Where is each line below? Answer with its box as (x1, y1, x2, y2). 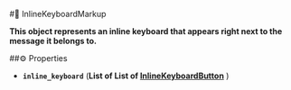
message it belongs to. (9, 36, 98, 46)
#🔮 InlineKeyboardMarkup (9, 9, 107, 19)
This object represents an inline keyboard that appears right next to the (9, 26, 283, 36)
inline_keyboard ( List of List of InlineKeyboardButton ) (22, 70, 230, 81)
